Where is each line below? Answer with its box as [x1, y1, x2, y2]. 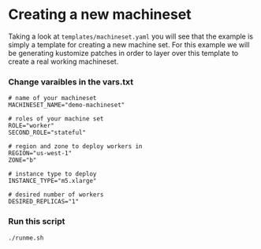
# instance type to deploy [8, 170, 97, 178]
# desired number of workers [8, 191, 104, 199]
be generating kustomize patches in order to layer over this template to [8, 48, 239, 58]
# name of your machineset [8, 95, 97, 102]
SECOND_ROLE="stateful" [8, 128, 87, 137]
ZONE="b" [8, 156, 37, 165]
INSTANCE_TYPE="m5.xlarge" [8, 177, 97, 185]
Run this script [8, 216, 65, 227]
